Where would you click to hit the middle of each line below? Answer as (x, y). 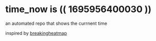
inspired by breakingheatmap (36, 33)
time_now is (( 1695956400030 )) (79, 9)
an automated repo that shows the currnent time (56, 23)
